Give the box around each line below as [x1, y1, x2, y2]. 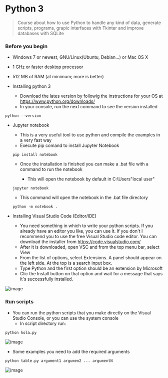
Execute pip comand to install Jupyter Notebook [19, 142, 119, 148]
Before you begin [5, 43, 48, 50]
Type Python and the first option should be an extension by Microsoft [19, 265, 163, 271]
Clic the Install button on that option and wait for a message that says [19, 271, 163, 277]
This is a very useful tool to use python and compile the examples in [19, 132, 160, 138]
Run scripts [5, 298, 34, 305]
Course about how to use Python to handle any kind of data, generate [17, 20, 161, 26]
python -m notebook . [12, 204, 57, 210]
